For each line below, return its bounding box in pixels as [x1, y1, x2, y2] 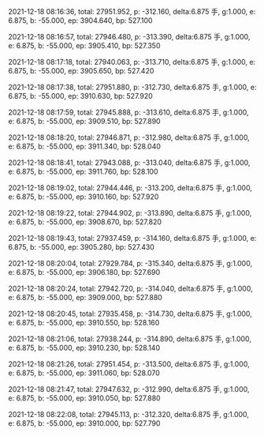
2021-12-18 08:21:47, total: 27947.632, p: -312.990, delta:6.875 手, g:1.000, [8, 385, 250, 393]
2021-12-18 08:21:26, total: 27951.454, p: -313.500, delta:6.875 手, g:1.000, [8, 359, 250, 369]
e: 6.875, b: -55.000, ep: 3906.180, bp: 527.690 [8, 268, 161, 276]
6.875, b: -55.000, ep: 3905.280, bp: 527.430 [8, 242, 155, 251]
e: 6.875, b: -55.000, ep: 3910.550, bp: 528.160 [8, 318, 160, 327]
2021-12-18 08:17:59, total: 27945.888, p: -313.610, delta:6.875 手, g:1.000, [8, 107, 249, 117]
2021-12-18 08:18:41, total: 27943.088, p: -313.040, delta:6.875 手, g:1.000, [8, 158, 251, 167]
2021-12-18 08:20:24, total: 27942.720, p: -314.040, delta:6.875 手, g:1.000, [8, 284, 254, 293]
